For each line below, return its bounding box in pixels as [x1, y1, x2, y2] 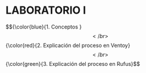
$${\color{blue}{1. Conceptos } [5, 23, 82, 30]
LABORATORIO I [5, 4, 86, 17]
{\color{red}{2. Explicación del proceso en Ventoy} [5, 42, 131, 49]
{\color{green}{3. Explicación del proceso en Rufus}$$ [5, 60, 141, 67]
